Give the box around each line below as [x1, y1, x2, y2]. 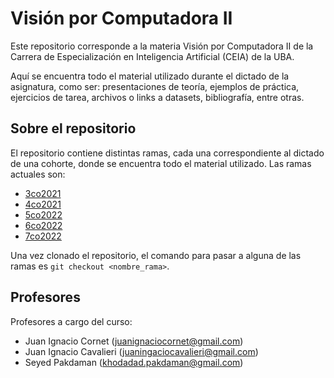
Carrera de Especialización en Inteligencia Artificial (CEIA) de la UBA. [10, 50, 295, 62]
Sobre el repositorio [10, 120, 137, 137]
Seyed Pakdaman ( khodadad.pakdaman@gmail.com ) [24, 356, 244, 368]
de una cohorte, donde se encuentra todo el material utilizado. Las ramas [10, 157, 312, 169]
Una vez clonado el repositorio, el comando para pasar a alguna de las [10, 249, 302, 261]
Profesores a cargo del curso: [10, 315, 133, 327]
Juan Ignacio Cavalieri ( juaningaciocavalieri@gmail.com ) [24, 345, 259, 357]
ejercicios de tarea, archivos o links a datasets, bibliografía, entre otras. [10, 91, 305, 103]
